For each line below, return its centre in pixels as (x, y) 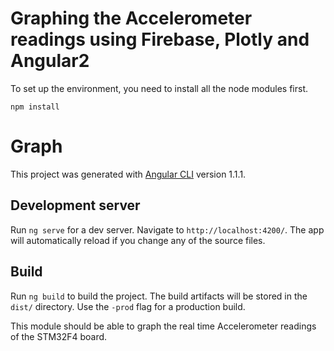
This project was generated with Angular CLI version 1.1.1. (128, 174)
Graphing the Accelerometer (131, 18)
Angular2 (50, 61)
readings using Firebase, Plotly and (160, 39)
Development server (75, 205)
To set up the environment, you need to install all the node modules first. (159, 88)
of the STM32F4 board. (59, 336)
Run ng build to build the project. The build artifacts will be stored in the (159, 296)
